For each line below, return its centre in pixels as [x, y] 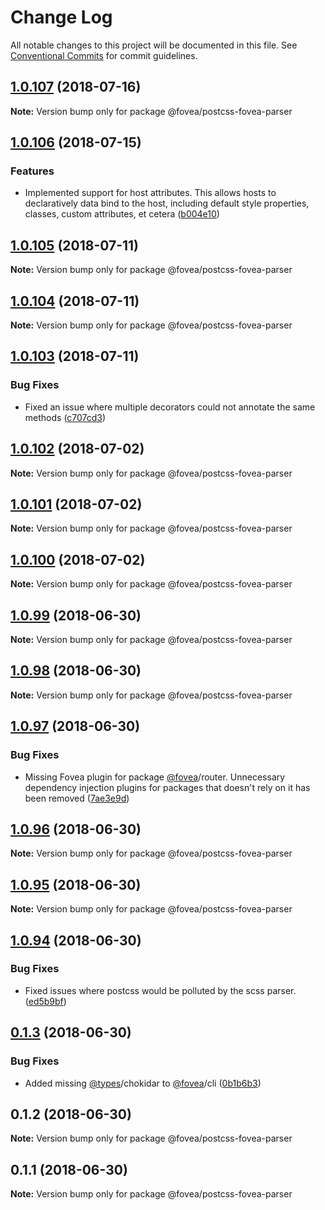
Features [32, 171]
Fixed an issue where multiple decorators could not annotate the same [170, 407]
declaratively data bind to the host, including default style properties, [167, 203]
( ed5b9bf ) [45, 1001]
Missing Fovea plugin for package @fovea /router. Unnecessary [155, 777]
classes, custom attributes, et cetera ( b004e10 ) [122, 214]
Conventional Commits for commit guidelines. [104, 55]
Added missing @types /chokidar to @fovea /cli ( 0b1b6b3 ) [143, 1083]
